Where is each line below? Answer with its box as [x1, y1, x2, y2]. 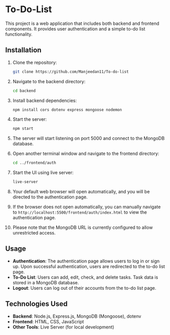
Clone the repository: [12, 59, 57, 65]
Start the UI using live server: [12, 170, 74, 176]
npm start [12, 126, 34, 131]
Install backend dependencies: [12, 97, 77, 104]
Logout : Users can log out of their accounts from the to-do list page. [12, 285, 156, 291]
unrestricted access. [12, 230, 56, 236]
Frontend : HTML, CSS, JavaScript [12, 318, 84, 324]
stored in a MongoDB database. [12, 279, 79, 285]
